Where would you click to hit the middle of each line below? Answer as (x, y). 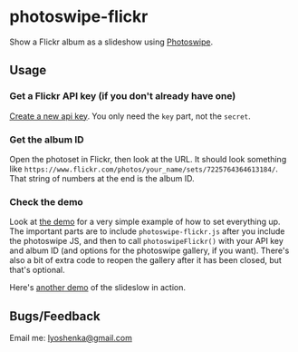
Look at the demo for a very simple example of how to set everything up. (145, 222)
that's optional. (37, 270)
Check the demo (46, 201)
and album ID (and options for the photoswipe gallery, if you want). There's (149, 250)
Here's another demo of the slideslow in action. (98, 288)
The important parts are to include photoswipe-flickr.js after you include (147, 231)
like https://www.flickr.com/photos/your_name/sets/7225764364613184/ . (144, 169)
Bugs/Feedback (55, 316)
